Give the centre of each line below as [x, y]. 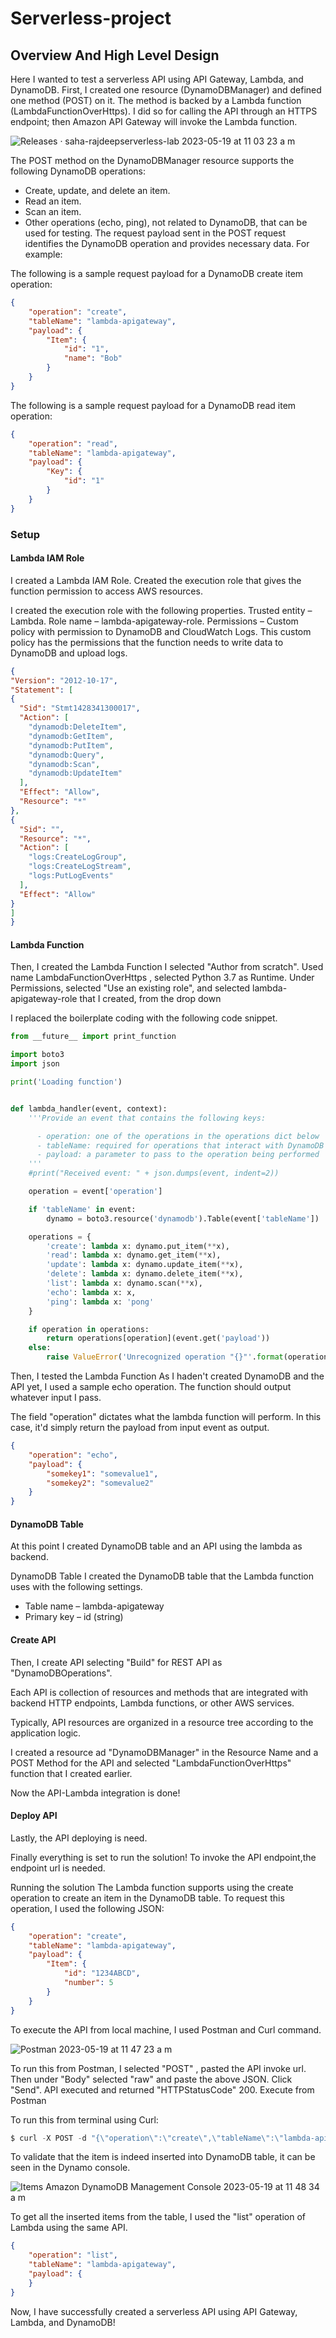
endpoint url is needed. [58, 1868]
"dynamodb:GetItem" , [71, 736]
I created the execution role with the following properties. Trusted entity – [161, 610]
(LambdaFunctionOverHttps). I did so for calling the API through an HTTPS [164, 111]
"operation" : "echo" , [73, 1455]
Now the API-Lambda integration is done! [95, 1793]
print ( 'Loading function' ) [66, 1082]
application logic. [46, 1733]
